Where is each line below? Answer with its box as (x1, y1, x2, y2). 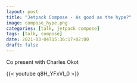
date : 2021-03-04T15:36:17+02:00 (6, 36, 89, 42)
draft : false (6, 42, 39, 48)
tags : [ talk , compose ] (6, 31, 63, 37)
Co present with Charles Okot (6, 58, 79, 66)
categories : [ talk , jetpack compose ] (6, 25, 100, 32)
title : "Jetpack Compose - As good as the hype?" (6, 14, 132, 20)
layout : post (6, 8, 39, 15)
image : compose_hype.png (6, 20, 68, 26)
